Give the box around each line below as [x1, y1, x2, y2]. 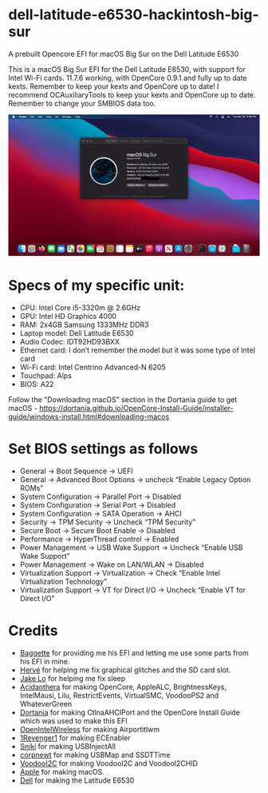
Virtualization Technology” [19, 576, 108, 586]
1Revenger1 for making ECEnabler [19, 733, 131, 743]
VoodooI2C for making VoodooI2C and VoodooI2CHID [19, 758, 198, 768]
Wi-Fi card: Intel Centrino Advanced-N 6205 [19, 362, 166, 372]
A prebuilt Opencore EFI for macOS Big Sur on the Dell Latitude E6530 [8, 49, 239, 58]
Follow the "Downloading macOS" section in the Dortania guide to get [8, 394, 238, 404]
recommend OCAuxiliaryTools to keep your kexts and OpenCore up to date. [8, 90, 256, 99]
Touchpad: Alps [19, 370, 72, 381]
